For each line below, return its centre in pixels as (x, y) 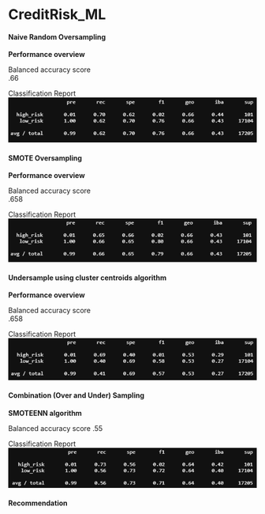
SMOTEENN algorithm (45, 414)
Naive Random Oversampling (57, 36)
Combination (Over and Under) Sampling (76, 395)
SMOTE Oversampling (45, 158)
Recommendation (38, 503)
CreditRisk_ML (57, 15)
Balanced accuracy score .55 (56, 429)
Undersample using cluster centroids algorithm (88, 278)
